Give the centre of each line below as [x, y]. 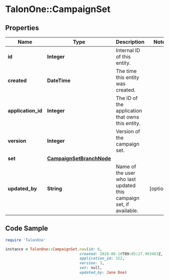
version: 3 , [92, 263]
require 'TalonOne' [26, 240]
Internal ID [128, 50]
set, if [122, 204]
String [55, 189]
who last [125, 179]
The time [126, 71]
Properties [22, 28]
